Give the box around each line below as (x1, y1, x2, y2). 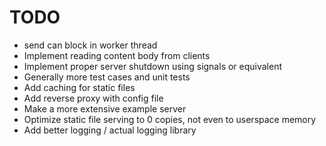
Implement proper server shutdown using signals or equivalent (23, 60, 283, 72)
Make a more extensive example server (23, 102, 187, 115)
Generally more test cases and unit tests (23, 71, 191, 83)
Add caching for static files (23, 81, 136, 93)
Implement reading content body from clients (23, 49, 211, 61)
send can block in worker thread (23, 39, 158, 51)
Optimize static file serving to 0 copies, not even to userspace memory (23, 113, 317, 125)
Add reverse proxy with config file (23, 92, 164, 104)
